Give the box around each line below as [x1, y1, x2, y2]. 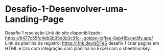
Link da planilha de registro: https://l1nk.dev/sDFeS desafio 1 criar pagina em [5, 40, 159, 46]
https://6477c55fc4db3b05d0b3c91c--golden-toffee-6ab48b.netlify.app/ [5, 35, 153, 41]
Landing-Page [5, 14, 64, 25]
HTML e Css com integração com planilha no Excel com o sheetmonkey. [5, 45, 151, 51]
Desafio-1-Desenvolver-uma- [5, 3, 128, 15]
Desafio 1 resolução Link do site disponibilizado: [5, 30, 102, 36]
